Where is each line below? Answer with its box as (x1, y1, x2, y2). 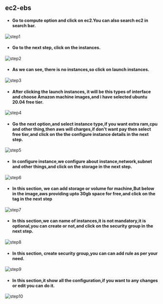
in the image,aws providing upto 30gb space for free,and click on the (12, 191, 156, 197)
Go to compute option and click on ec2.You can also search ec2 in (12, 17, 148, 23)
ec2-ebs (5, 4, 32, 12)
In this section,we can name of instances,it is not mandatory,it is (12, 218, 146, 224)
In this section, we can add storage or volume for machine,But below (12, 186, 155, 191)
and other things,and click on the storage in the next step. (12, 164, 133, 170)
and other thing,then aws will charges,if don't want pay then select (12, 126, 151, 132)
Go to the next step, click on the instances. (12, 45, 101, 51)
